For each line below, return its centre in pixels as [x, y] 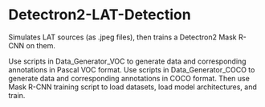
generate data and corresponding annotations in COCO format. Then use [129, 78]
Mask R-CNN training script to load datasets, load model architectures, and [132, 87]
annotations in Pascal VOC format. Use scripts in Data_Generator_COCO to [132, 69]
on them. [41, 45]
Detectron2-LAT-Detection [100, 15]
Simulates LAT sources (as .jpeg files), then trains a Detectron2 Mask [122, 37]
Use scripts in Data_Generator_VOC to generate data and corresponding [127, 61]
